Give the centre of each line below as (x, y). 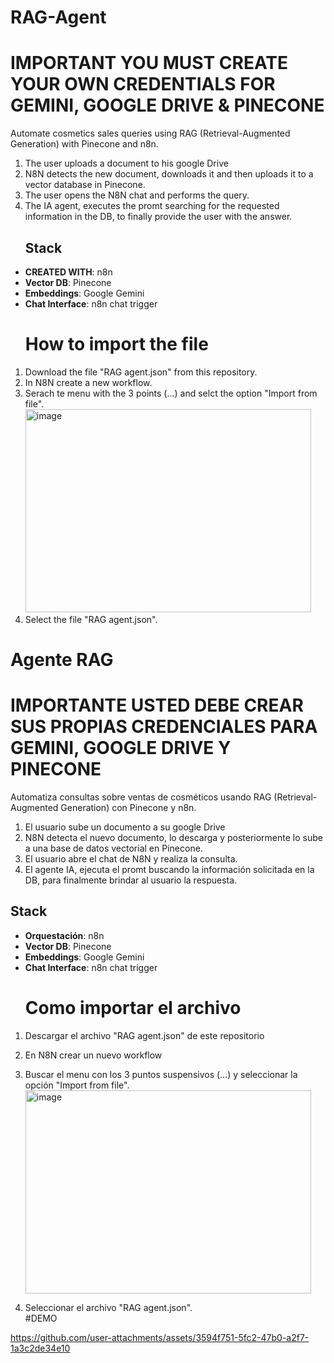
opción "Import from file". (77, 1085)
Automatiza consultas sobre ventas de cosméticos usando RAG (141, 797)
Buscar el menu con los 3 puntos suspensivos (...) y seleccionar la (161, 1074)
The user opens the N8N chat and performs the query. (137, 195)
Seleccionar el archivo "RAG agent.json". (108, 1307)
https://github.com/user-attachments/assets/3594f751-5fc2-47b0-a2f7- (160, 1337)
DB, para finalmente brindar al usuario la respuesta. (131, 880)
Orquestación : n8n (64, 935)
